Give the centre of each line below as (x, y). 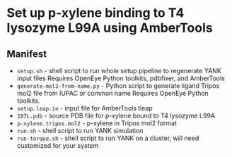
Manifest (27, 54)
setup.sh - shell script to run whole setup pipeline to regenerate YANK (119, 71)
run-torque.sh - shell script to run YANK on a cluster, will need (108, 138)
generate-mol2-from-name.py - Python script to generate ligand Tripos (118, 86)
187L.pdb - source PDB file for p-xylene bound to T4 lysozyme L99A (116, 115)
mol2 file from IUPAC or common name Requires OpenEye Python (113, 93)
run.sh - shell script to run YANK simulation (80, 131)
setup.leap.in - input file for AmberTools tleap (85, 108)
